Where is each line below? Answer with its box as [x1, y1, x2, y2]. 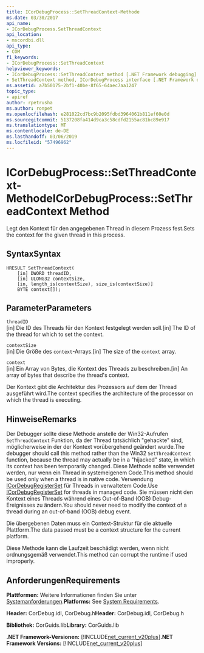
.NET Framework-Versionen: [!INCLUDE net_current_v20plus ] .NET [6, 633, 173, 640]
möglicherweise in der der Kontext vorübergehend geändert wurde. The [6, 443, 185, 451]
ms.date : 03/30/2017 [6, 15, 59, 21]
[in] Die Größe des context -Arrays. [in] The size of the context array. [6, 348, 177, 355]
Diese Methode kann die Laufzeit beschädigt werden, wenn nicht [6, 544, 169, 552]
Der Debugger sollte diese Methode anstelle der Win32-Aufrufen [6, 430, 169, 438]
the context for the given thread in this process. [6, 231, 126, 238]
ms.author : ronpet [6, 105, 53, 112]
